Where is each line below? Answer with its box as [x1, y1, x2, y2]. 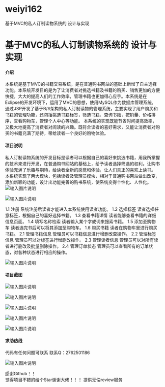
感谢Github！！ [5, 370, 36, 376]
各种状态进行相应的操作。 [18, 249, 70, 255]
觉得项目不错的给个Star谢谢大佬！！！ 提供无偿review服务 [5, 377, 123, 383]
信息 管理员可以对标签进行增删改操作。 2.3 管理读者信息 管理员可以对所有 [5, 237, 154, 243]
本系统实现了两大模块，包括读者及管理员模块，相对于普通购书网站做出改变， [5, 173, 160, 179]
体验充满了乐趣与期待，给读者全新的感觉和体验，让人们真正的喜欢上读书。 [5, 166, 156, 173]
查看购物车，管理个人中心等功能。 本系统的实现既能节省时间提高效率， [13, 118, 157, 124]
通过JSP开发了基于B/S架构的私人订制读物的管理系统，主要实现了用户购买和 [5, 106, 158, 112]
